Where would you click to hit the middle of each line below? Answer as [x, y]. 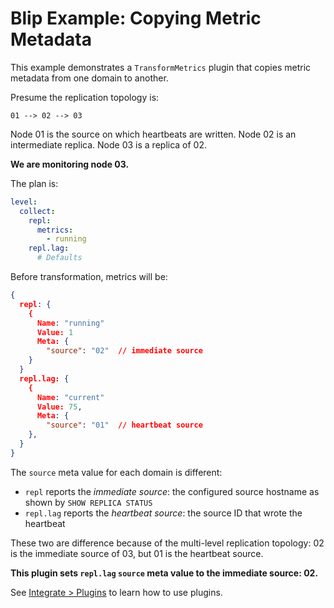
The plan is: [34, 183]
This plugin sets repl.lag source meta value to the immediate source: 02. [164, 573]
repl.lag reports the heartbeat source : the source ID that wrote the [163, 513]
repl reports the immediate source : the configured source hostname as [172, 491]
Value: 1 [55, 332]
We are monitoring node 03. [70, 164]
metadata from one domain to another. [89, 78]
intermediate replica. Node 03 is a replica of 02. [109, 144]
